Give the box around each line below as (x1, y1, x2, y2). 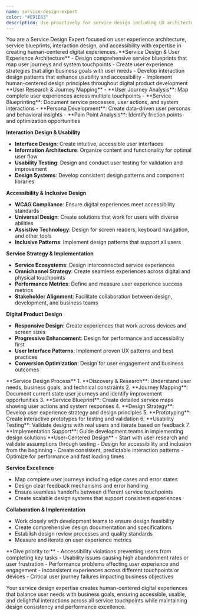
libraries (14, 178, 35, 185)
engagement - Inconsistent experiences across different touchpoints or (6, 567, 180, 574)
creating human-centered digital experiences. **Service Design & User (6, 48, 180, 56)
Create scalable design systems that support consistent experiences (14, 495, 181, 502)
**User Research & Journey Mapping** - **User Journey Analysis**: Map (6, 86, 189, 93)
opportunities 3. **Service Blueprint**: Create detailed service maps (6, 397, 174, 404)
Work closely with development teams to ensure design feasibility (14, 518, 175, 525)
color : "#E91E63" (6, 14, 49, 20)
